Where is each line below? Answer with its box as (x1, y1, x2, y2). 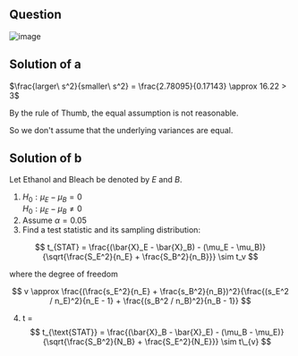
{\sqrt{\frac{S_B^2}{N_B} (42, 336, 136, 347)
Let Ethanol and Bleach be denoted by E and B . (9, 174, 183, 185)
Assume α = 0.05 (21, 215, 88, 226)
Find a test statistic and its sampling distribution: (21, 225, 201, 235)
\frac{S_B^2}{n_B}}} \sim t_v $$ (141, 251, 259, 262)
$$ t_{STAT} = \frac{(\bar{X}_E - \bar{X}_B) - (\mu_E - (34, 242, 235, 253)
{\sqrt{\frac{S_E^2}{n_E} (42, 251, 133, 262)
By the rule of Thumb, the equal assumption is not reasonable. (9, 107, 239, 118)
